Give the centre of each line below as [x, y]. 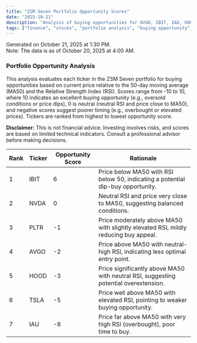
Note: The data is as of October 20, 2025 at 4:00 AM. [71, 51]
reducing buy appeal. [128, 235]
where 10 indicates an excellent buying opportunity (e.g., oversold [86, 97]
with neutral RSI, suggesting [137, 276]
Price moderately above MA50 [141, 220]
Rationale [143, 158]
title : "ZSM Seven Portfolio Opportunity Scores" [68, 11]
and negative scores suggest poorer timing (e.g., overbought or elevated [94, 110]
